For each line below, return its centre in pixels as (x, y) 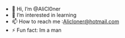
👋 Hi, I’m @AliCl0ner (36, 9)
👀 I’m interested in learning (44, 15)
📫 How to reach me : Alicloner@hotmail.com (65, 21)
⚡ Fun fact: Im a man (36, 30)
